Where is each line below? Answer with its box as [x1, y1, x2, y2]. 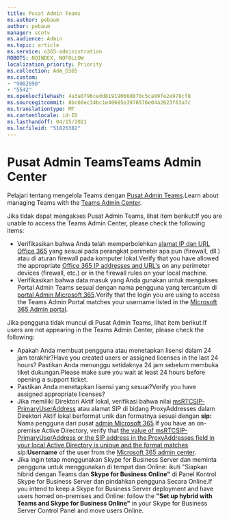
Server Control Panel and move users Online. [16, 506, 144, 515]
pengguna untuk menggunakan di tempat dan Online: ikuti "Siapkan [16, 463, 208, 471]
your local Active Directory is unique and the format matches [16, 441, 189, 449]
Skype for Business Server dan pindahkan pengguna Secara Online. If [16, 478, 213, 486]
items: [7, 227, 25, 235]
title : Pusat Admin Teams [7, 10, 81, 17]
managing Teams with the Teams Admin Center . [7, 199, 142, 207]
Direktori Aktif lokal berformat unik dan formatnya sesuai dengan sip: [16, 412, 212, 420]
